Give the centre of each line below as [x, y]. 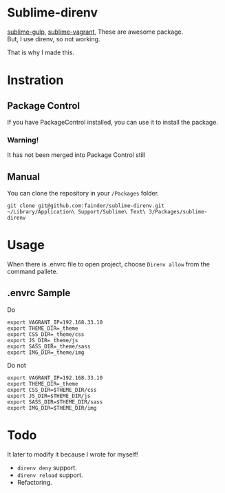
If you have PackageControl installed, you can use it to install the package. [113, 122]
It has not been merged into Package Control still [76, 155]
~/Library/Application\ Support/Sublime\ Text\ [77, 212]
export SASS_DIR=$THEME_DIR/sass [55, 402]
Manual [23, 177]
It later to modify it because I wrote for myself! [73, 454]
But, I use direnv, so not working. [54, 39]
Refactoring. [35, 482]
